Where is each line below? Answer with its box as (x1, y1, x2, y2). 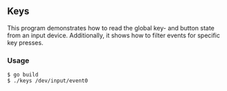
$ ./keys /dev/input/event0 (7, 77, 89, 85)
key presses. (7, 38, 44, 47)
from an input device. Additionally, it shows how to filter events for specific (7, 31, 220, 39)
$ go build (7, 72, 39, 79)
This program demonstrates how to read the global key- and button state (7, 23, 215, 32)
